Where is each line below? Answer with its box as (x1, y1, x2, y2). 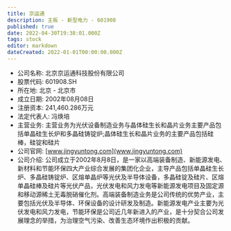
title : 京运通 (7, 10, 45, 17)
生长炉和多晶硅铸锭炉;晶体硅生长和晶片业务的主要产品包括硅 (41, 129, 214, 137)
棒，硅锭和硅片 (17, 138, 60, 146)
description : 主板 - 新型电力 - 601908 (7, 17, 117, 24)
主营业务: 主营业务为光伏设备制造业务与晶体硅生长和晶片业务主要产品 (17, 121, 216, 129)
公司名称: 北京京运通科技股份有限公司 (17, 69, 125, 77)
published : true (7, 23, 54, 30)
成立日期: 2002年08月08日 (17, 94, 94, 103)
